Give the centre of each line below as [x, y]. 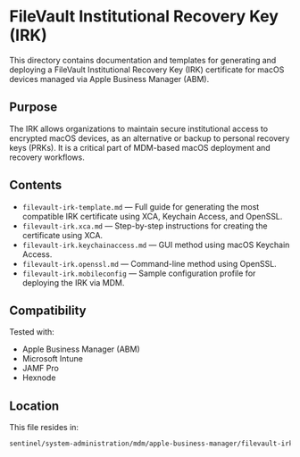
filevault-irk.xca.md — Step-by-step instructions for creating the [145, 226]
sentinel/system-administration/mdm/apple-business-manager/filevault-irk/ [153, 444]
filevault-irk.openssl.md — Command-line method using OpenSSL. [149, 263]
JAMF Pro [41, 369]
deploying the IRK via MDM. [73, 282]
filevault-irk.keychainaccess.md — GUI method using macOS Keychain [156, 245]
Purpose [33, 108]
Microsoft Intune [52, 359]
